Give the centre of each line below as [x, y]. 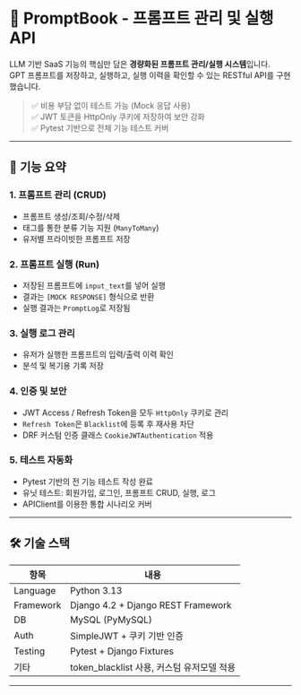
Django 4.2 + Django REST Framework [151, 604]
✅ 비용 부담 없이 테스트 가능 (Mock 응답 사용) [111, 105]
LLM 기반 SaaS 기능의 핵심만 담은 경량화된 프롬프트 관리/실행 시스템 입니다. [140, 64]
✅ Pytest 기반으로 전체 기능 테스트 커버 [100, 127]
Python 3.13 [96, 590]
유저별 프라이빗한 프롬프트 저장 [76, 239]
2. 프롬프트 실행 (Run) [55, 264]
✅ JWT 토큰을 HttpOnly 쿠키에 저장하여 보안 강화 [118, 117]
